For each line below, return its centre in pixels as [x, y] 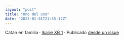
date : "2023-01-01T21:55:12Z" [36, 19]
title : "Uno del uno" [27, 14]
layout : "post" [21, 10]
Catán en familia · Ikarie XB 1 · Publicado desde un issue [62, 33]
